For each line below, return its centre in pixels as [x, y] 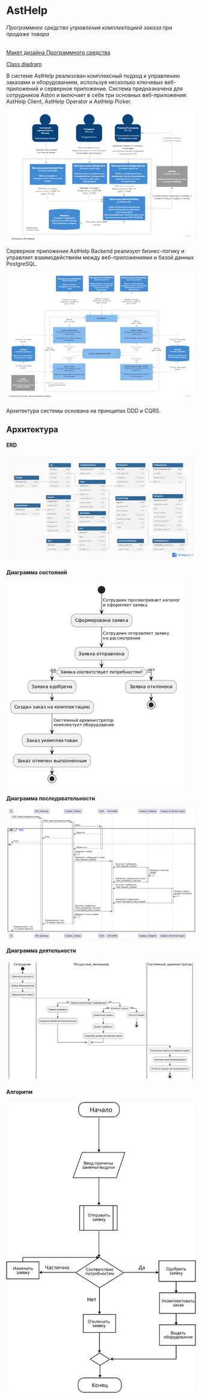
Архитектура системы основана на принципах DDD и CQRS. [84, 410]
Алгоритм [20, 1092]
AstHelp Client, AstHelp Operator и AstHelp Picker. [69, 102]
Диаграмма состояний [37, 572]
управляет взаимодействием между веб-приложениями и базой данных [100, 257]
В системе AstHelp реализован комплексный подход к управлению [93, 76]
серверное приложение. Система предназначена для [114, 89]
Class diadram [24, 64]
